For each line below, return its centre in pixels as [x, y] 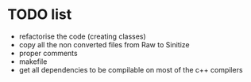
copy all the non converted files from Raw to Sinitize [104, 44]
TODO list [40, 15]
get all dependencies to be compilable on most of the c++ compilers [131, 69]
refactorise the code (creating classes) [82, 36]
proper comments [48, 53]
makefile [33, 61]
